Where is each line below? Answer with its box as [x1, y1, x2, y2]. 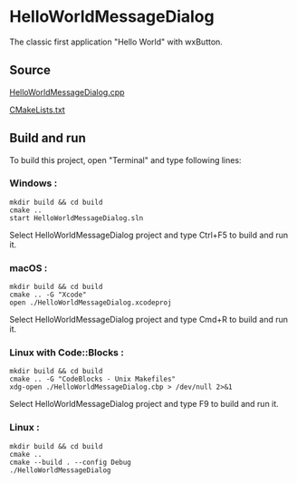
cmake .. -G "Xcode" [9, 290, 88, 300]
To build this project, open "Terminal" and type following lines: [9, 154, 242, 165]
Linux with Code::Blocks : [9, 346, 124, 359]
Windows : [9, 177, 58, 189]
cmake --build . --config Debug [9, 458, 131, 467]
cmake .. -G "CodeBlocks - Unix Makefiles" [9, 374, 177, 384]
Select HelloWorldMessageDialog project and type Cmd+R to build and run [9, 315, 288, 325]
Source [9, 63, 52, 78]
